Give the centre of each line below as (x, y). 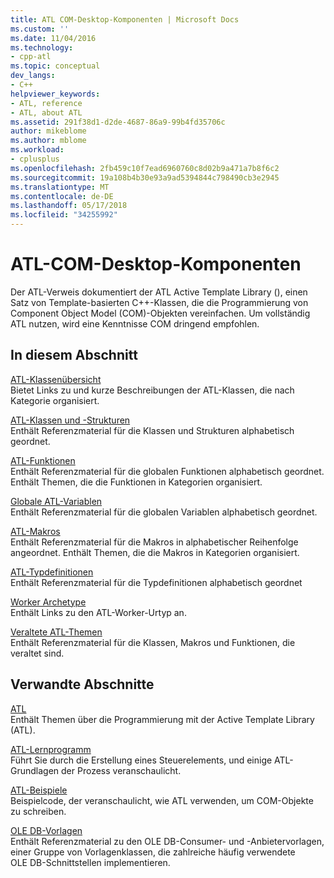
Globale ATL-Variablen (56, 501)
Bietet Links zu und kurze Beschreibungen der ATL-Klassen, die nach (152, 390)
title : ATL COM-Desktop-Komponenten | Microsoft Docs (125, 19)
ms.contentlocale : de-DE (62, 196)
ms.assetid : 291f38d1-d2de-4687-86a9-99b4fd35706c (118, 122)
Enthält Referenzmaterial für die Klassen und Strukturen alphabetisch (152, 430)
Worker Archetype (48, 602)
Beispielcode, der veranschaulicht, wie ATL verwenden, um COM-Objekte (162, 800)
